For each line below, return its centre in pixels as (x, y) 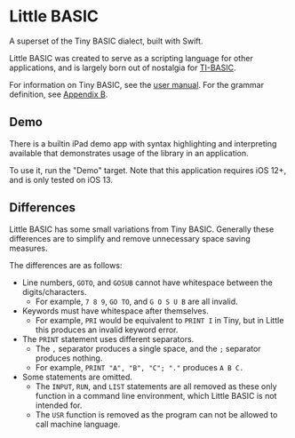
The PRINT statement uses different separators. (108, 338)
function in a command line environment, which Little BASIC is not (156, 395)
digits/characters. (54, 291)
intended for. (59, 405)
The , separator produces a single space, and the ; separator (148, 348)
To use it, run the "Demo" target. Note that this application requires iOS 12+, (148, 170)
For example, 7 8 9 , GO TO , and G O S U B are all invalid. (136, 301)
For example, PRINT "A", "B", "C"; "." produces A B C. (140, 367)
